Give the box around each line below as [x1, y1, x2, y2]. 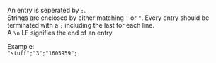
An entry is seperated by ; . [7, 6, 86, 14]
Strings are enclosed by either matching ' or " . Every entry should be [7, 13, 210, 22]
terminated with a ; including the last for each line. [7, 21, 154, 29]
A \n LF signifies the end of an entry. [7, 28, 115, 37]
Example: [7, 42, 35, 50]
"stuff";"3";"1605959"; [7, 50, 78, 57]
